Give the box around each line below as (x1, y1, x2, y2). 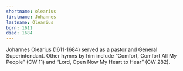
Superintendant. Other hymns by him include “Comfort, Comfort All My (6, 52, 177, 59)
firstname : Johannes (6, 14, 57, 20)
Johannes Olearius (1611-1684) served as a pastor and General (6, 46, 158, 53)
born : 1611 (6, 24, 33, 31)
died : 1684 (6, 30, 33, 36)
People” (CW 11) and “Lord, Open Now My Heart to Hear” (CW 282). (6, 59, 171, 66)
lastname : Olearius (6, 19, 54, 25)
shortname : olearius (6, 8, 57, 15)
